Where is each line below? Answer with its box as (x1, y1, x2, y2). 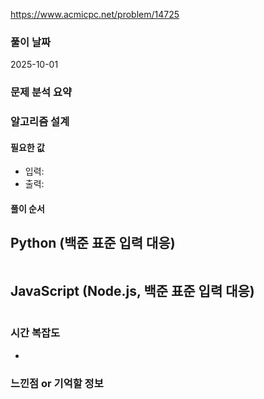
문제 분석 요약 (10, 85, 73, 99)
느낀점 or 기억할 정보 (10, 376, 104, 390)
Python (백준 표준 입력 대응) (10, 235, 176, 252)
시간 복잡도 (10, 326, 61, 340)
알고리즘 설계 (10, 115, 70, 129)
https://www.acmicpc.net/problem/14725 (10, 9, 180, 20)
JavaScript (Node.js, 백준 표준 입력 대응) (10, 283, 255, 300)
